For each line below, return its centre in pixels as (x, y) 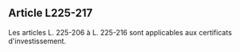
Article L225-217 (51, 13)
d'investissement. (37, 41)
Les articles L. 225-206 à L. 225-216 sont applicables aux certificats (120, 32)
